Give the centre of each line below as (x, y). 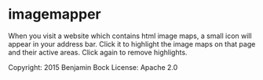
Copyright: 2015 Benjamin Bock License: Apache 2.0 (93, 67)
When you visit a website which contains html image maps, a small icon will (130, 36)
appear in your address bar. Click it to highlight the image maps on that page (132, 43)
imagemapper (55, 14)
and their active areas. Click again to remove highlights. (98, 52)
